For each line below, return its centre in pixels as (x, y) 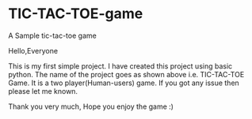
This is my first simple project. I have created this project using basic (120, 66)
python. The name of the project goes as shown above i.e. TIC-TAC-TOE (126, 74)
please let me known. (43, 91)
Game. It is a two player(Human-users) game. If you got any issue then (124, 83)
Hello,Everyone (33, 50)
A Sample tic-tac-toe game (52, 35)
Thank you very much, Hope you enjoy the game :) (91, 106)
